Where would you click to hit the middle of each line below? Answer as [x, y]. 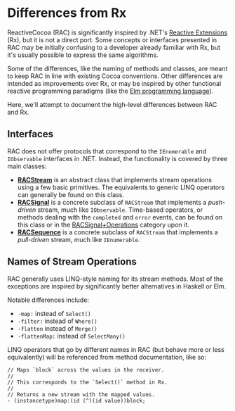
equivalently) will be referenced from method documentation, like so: [107, 357]
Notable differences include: [48, 300]
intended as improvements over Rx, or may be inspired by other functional [114, 83]
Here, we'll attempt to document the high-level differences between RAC [112, 104]
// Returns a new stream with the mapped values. [81, 394]
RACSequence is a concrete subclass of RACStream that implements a [118, 232]
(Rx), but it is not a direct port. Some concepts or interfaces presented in [112, 39]
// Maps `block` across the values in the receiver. [86, 370]
